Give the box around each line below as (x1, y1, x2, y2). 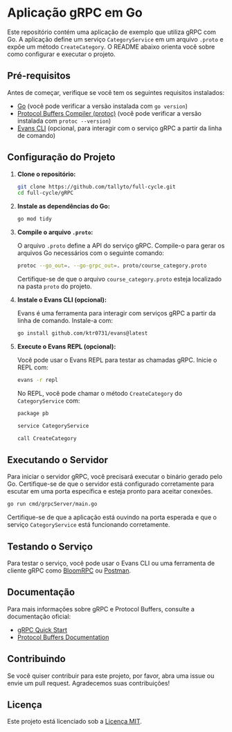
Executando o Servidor (7, 454, 109, 466)
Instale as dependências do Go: (17, 202, 111, 211)
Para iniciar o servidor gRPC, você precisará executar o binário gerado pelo (7, 473, 223, 481)
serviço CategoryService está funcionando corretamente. (7, 521, 170, 529)
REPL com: (17, 363, 48, 372)
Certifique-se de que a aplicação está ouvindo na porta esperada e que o (7, 513, 217, 521)
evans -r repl (17, 376, 58, 383)
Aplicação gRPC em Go (7, 5, 143, 21)
